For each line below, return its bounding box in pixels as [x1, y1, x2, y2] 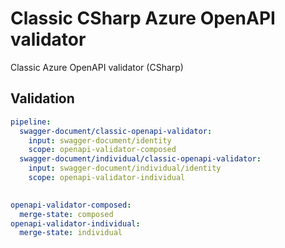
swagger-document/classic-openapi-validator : [19, 126, 213, 136]
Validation [10, 90, 75, 107]
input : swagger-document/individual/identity [28, 163, 222, 174]
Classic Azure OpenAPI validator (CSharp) [10, 61, 184, 73]
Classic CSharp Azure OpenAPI [10, 7, 276, 30]
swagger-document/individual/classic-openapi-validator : [19, 154, 262, 164]
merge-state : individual [19, 228, 123, 238]
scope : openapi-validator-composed [28, 145, 177, 155]
